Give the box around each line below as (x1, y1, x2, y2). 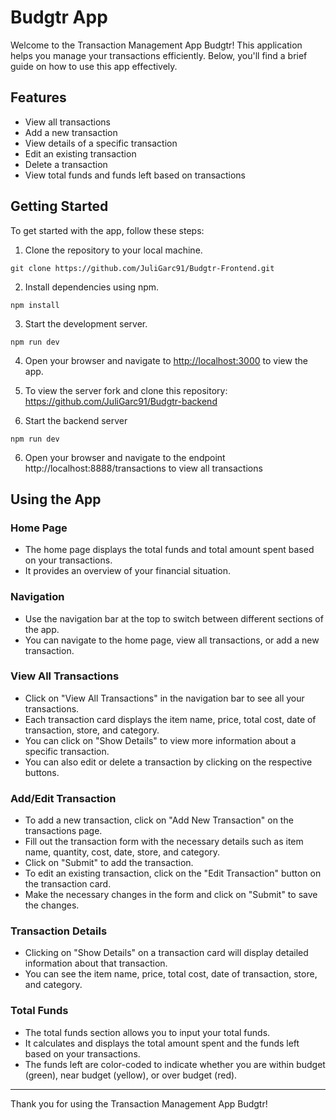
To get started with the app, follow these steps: (10, 224, 205, 236)
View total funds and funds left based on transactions (24, 169, 246, 181)
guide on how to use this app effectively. (10, 60, 178, 72)
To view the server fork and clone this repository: (24, 384, 228, 396)
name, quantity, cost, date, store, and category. (24, 846, 221, 858)
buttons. (24, 766, 60, 778)
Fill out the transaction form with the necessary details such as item (24, 836, 304, 848)
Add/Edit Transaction (10, 791, 117, 805)
